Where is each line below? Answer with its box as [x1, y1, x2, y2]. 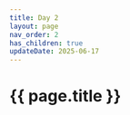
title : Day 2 [9, 13, 59, 23]
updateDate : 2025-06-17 [9, 47, 100, 56]
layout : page [9, 22, 59, 31]
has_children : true [9, 38, 84, 48]
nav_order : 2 [9, 30, 59, 39]
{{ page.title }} [9, 86, 122, 107]
